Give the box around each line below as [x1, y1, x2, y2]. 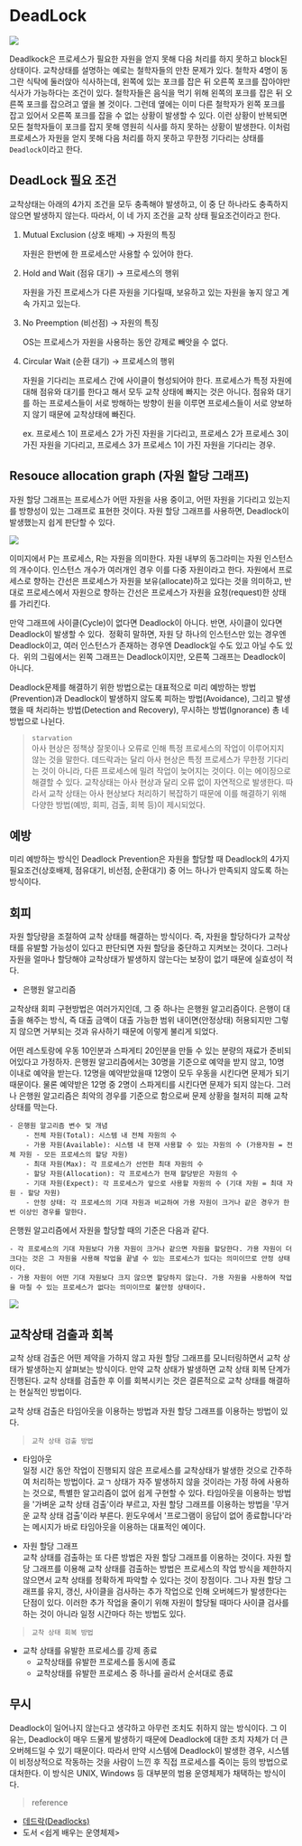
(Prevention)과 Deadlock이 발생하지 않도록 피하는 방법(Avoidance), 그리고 [9, 692, 274, 703]
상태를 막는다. [9, 1102, 59, 1113]
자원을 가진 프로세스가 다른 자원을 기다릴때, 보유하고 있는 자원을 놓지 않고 [22, 287, 280, 297]
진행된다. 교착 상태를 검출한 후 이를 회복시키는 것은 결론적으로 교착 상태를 [9, 1375, 267, 1386]
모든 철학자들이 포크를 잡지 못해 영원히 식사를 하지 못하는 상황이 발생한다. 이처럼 [9, 121, 291, 132]
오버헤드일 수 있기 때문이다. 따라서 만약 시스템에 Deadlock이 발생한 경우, [9, 1745, 266, 1756]
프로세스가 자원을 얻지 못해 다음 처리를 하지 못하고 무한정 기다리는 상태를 [9, 132, 264, 143]
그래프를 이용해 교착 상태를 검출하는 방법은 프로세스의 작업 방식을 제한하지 [32, 1563, 293, 1574]
